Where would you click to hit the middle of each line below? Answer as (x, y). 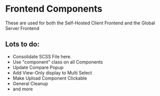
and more (23, 89)
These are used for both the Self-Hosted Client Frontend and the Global (80, 23)
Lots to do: (22, 44)
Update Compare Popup (38, 67)
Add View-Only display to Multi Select (52, 73)
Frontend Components (54, 9)
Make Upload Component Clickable (50, 78)
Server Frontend (22, 28)
